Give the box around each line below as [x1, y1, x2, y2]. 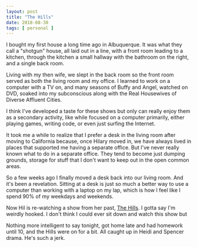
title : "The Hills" [6, 14, 54, 20]
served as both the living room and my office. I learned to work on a [6, 78, 171, 85]
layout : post [6, 8, 38, 15]
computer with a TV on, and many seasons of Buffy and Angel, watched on [6, 84, 188, 91]
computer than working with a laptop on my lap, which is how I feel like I [6, 186, 181, 194]
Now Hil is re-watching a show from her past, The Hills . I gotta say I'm [6, 204, 175, 212]
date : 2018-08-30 [6, 19, 49, 25]
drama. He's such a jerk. [6, 235, 66, 242]
